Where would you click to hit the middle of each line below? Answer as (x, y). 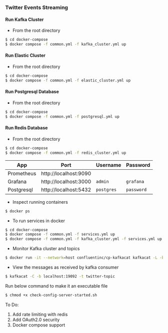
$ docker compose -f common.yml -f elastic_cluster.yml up (68, 80)
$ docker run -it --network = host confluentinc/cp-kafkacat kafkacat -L (81, 258)
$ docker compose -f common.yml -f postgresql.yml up (62, 116)
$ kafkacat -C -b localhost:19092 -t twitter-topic (60, 277)
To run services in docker (38, 221)
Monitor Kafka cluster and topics (46, 249)
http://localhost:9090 (66, 173)
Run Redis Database (26, 128)
